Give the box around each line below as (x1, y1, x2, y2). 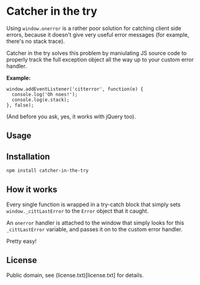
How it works (6, 185, 57, 195)
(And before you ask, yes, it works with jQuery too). (6, 113, 136, 120)
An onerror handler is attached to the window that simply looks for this (6, 219, 185, 226)
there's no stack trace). (6, 37, 65, 45)
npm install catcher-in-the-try (6, 168, 89, 174)
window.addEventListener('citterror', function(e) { (6, 86, 144, 92)
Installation (6, 151, 50, 161)
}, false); (6, 102, 34, 108)
